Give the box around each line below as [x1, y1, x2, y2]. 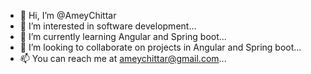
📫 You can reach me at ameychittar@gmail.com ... [19, 53, 227, 64]
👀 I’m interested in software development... [19, 20, 197, 32]
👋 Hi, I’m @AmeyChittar [19, 10, 117, 21]
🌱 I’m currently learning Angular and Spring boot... [19, 31, 227, 42]
